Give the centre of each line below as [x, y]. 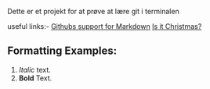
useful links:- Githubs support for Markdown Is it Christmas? [105, 26]
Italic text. [35, 69]
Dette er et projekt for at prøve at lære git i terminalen [93, 11]
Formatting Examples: [62, 51]
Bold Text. [35, 78]
